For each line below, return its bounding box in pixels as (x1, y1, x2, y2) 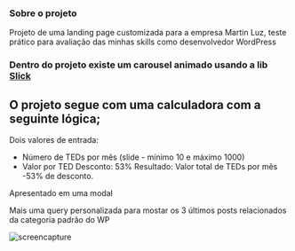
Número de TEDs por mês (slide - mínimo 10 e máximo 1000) (21, 152, 245, 162)
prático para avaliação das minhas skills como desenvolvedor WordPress (9, 36, 277, 47)
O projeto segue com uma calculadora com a (9, 97, 261, 113)
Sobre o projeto (9, 7, 77, 20)
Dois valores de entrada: (9, 135, 100, 145)
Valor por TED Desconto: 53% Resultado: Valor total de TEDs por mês (21, 161, 278, 172)
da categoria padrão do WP (9, 215, 110, 225)
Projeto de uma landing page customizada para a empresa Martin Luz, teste (9, 27, 287, 38)
